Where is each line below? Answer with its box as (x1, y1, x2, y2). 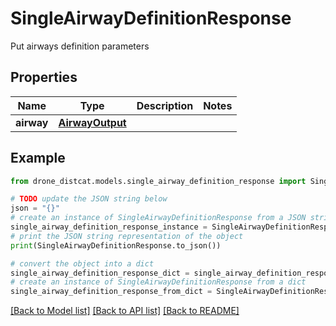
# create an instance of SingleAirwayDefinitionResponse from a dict (10, 277, 307, 287)
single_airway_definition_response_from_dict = (10, 287, 213, 297)
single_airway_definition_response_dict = (10, 268, 190, 278)
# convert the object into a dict (10, 258, 155, 269)
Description (136, 98, 194, 112)
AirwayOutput (58, 115, 127, 129)
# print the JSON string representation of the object (10, 231, 244, 241)
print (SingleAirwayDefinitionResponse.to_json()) (10, 240, 222, 251)
